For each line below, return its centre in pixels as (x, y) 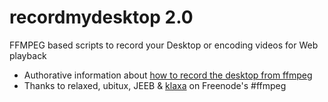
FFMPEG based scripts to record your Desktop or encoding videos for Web (164, 45)
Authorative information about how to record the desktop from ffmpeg (168, 75)
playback (28, 55)
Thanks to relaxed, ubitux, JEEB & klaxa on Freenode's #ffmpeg (155, 85)
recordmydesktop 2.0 (101, 17)
